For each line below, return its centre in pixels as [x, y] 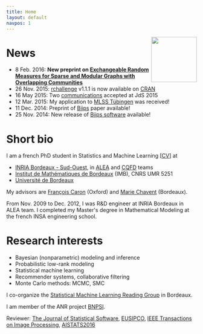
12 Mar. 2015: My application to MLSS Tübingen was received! [92, 102]
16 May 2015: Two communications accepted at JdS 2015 [86, 95]
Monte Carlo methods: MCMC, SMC [60, 283]
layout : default [27, 18]
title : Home [21, 12]
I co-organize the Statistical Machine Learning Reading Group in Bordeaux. [99, 295]
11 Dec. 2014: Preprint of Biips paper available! [72, 108]
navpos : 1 [19, 23]
